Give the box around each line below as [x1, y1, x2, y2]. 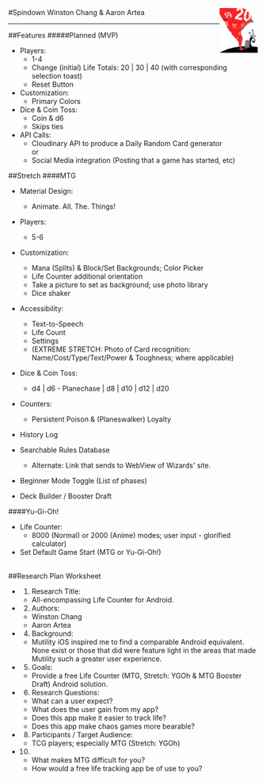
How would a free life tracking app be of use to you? [31, 764, 203, 773]
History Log [19, 430, 59, 439]
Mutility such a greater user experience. [31, 654, 162, 664]
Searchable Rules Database [19, 445, 110, 455]
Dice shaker [31, 289, 71, 298]
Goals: [31, 663, 53, 671]
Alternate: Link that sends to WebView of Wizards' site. [31, 460, 211, 470]
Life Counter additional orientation [31, 271, 143, 281]
